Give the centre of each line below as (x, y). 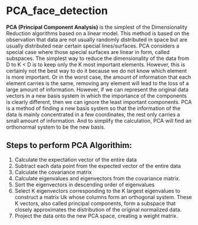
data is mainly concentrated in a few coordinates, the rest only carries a (93, 114)
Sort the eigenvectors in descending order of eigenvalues (85, 184)
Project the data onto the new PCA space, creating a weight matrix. (96, 216)
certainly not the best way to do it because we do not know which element (97, 70)
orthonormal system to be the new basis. (56, 127)
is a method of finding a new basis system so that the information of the (93, 108)
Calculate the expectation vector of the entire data (76, 159)
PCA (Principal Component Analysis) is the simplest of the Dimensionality (97, 27)
